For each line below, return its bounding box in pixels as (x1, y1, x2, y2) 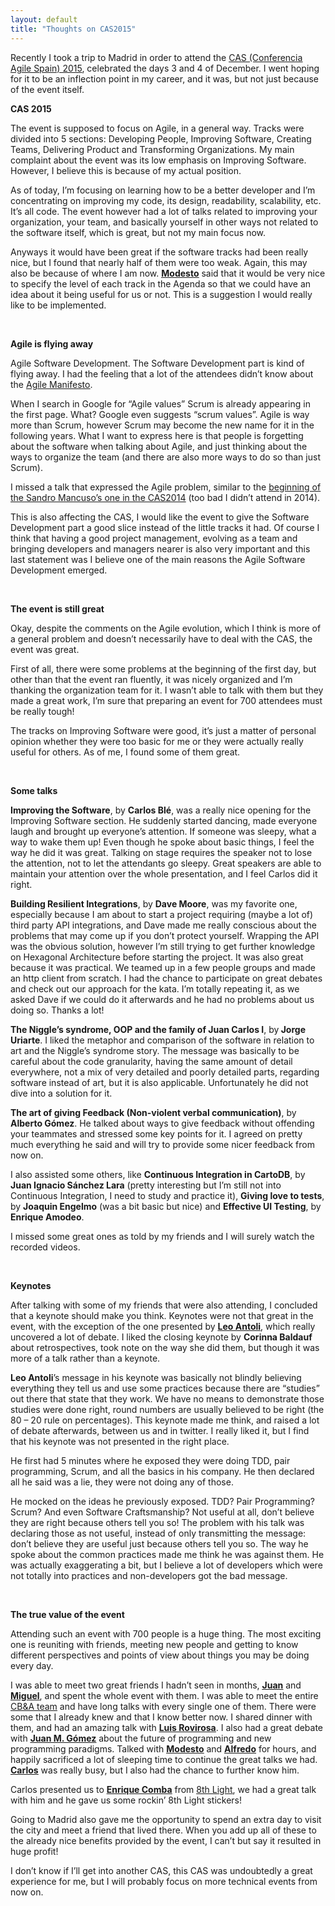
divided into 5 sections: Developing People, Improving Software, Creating (10, 132, 312, 145)
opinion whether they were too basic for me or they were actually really (10, 735, 304, 747)
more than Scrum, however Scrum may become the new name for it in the (10, 419, 315, 431)
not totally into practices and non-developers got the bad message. (10, 1569, 288, 1581)
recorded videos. (10, 1241, 81, 1253)
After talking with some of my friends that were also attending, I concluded (10, 1299, 318, 1311)
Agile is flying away (10, 337, 94, 350)
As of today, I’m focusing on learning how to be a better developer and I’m (10, 184, 316, 196)
